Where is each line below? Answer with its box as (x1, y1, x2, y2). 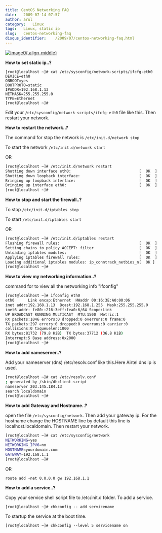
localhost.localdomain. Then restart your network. (5, 423, 110, 429)
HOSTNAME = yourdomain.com (5, 447, 58, 452)
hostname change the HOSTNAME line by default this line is (5, 418, 131, 424)
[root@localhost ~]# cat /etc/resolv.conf (5, 374, 96, 380)
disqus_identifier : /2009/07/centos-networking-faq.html (5, 36, 135, 41)
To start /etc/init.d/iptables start (5, 216, 82, 222)
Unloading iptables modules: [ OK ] (5, 250, 157, 255)
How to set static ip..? (5, 59, 52, 65)
